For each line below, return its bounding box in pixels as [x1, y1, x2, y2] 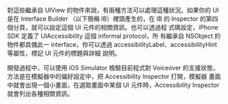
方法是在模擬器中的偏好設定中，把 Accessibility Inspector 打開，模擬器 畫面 [7, 72, 221, 81]
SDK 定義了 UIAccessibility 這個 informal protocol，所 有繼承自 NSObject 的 [7, 32, 221, 40]
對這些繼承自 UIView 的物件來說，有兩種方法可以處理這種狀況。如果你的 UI [7, 6, 219, 14]
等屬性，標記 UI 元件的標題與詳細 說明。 [7, 49, 121, 57]
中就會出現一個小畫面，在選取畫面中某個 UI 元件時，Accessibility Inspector [7, 81, 220, 89]
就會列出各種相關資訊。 [7, 90, 73, 98]
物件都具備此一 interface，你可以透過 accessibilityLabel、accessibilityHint [7, 41, 218, 48]
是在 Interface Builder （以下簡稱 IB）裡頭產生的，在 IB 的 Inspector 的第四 [7, 14, 218, 23]
